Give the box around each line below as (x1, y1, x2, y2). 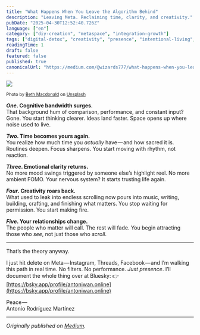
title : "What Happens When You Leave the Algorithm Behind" (6, 8, 159, 15)
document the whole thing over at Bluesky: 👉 (6, 272, 119, 280)
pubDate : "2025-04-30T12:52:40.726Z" (6, 20, 100, 26)
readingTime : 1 (6, 42, 44, 48)
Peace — (6, 299, 28, 306)
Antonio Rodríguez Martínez (6, 305, 75, 312)
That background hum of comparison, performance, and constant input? (6, 108, 184, 116)
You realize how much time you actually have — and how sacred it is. (6, 139, 174, 146)
